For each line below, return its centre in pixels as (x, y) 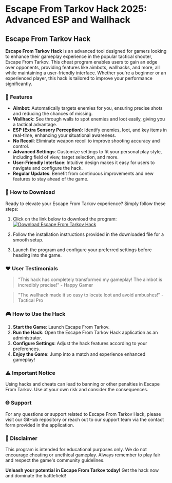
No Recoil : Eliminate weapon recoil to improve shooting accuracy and (86, 141)
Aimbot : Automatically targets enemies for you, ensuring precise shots (88, 108)
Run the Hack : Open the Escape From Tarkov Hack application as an (85, 333)
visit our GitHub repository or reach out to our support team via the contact (85, 419)
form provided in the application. (40, 425)
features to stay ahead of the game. (51, 179)
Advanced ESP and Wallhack (68, 20)
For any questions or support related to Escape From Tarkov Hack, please (83, 414)
